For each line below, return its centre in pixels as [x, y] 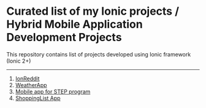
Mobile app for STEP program [53, 91]
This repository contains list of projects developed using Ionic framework [99, 54]
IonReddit [27, 79]
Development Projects [64, 37]
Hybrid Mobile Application [74, 24]
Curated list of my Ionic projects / [93, 11]
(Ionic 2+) [19, 61]
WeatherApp [31, 85]
